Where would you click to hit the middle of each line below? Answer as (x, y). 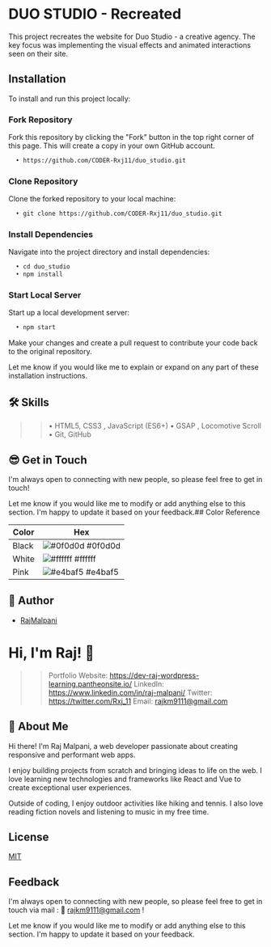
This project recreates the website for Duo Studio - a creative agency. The (132, 36)
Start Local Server (45, 295)
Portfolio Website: (78, 675)
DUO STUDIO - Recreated (95, 14)
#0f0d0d (104, 545)
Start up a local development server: (69, 313)
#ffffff (85, 559)
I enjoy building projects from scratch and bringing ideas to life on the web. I (135, 770)
